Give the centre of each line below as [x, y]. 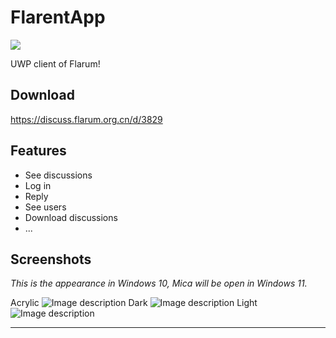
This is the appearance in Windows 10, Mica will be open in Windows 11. [159, 283]
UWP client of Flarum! [55, 63]
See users [45, 207]
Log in [38, 185]
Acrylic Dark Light [134, 303]
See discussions [58, 175]
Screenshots [51, 259]
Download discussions [71, 217]
